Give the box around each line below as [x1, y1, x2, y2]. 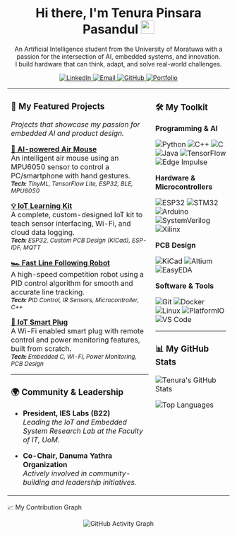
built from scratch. [11, 343, 72, 353]
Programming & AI [154, 123, 218, 133]
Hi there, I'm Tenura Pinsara [35, 5, 202, 21]
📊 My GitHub [154, 343, 209, 355]
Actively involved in [23, 468, 87, 478]
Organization [23, 459, 68, 469]
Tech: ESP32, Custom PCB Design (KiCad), [11, 236, 130, 244]
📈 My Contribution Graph [7, 502, 83, 511]
